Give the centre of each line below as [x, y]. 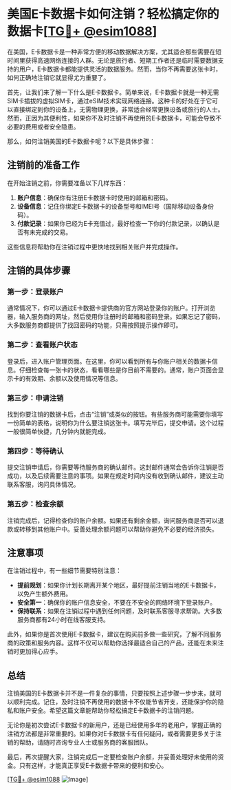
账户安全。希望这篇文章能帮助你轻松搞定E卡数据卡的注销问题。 [108, 711]
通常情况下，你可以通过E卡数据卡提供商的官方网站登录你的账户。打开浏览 [111, 308]
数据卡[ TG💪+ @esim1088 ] [82, 31]
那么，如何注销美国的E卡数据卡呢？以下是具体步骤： [81, 141]
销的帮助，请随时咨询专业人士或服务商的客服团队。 [79, 742]
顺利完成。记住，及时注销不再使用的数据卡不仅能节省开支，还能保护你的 [115, 702]
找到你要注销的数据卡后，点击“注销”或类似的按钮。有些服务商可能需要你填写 [115, 415]
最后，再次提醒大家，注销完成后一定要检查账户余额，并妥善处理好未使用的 [112, 757]
